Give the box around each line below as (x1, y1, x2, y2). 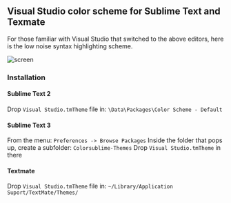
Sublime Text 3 (7, 121, 51, 129)
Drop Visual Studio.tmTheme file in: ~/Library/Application (7, 182, 174, 191)
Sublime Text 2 (7, 90, 51, 98)
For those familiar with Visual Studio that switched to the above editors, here (7, 35, 224, 43)
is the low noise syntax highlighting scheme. (7, 41, 133, 50)
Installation (7, 72, 46, 82)
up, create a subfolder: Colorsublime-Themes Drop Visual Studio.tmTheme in (7, 144, 221, 152)
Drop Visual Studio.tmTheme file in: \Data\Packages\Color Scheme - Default (7, 105, 223, 113)
